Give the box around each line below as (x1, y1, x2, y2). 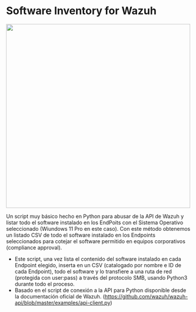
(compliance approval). (6, 244, 62, 251)
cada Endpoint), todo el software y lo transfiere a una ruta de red (14, 268, 172, 275)
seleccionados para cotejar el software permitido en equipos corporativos (6, 237, 185, 245)
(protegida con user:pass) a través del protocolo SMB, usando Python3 (14, 274, 188, 281)
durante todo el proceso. (14, 280, 75, 287)
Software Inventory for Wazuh (6, 4, 157, 18)
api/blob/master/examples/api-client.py (14, 299, 111, 306)
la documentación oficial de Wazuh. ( (14, 293, 105, 300)
